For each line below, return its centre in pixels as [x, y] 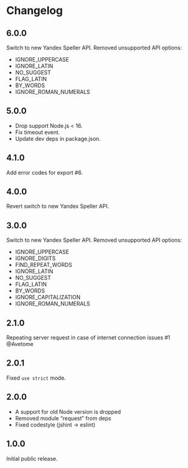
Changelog [35, 11]
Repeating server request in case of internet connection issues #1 [89, 338]
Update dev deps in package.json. [58, 138]
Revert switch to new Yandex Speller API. [58, 206]
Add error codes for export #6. [45, 172]
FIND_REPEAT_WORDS [44, 265]
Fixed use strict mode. [36, 378]
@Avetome [20, 344]
